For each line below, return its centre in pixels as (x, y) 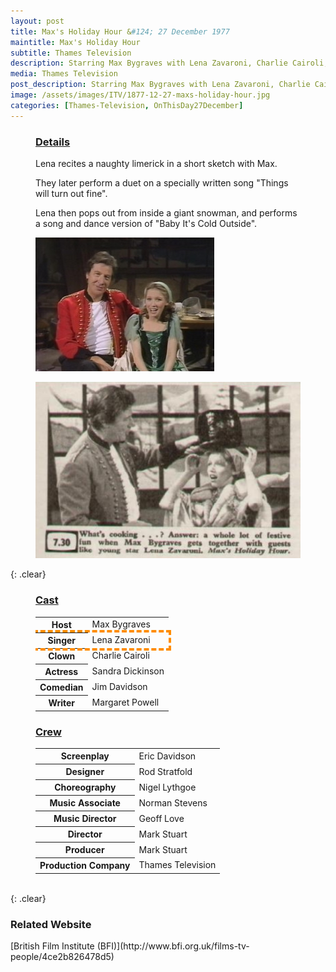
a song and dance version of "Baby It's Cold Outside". (146, 223)
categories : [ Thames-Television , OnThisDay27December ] (127, 105)
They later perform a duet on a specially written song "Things (162, 182)
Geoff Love (161, 818)
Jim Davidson (119, 687)
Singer (62, 641)
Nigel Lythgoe (167, 787)
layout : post (37, 21)
